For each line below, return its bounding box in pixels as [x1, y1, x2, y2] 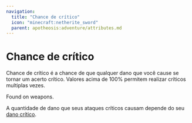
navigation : [6, 8, 35, 15]
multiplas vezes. [6, 82, 45, 89]
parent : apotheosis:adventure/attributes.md [11, 25, 122, 31]
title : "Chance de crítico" [11, 14, 80, 20]
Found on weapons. [6, 93, 54, 100]
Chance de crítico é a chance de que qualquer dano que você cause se [6, 70, 179, 77]
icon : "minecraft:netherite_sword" [11, 19, 99, 25]
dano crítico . [6, 111, 37, 118]
